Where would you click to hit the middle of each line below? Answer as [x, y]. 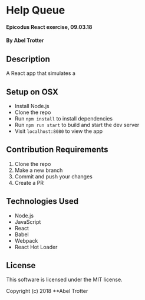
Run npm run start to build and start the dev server [77, 125]
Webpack [26, 240]
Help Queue [36, 10]
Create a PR [29, 182]
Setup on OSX [32, 92]
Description [28, 59]
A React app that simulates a [41, 73]
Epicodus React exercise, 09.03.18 [49, 27]
